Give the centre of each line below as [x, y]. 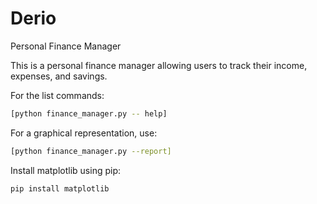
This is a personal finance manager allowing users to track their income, [159, 65]
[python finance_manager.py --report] [91, 151]
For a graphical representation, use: [84, 133]
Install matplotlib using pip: [66, 170]
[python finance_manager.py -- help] [89, 113]
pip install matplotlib [60, 188]
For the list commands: [57, 95]
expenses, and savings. [59, 76]
